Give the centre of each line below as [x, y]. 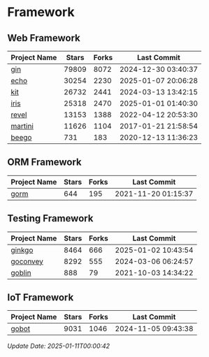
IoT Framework [41, 298]
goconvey [27, 261]
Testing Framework [50, 218]
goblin [21, 272]
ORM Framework [44, 162]
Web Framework [44, 38]
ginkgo [22, 250]
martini [22, 126]
